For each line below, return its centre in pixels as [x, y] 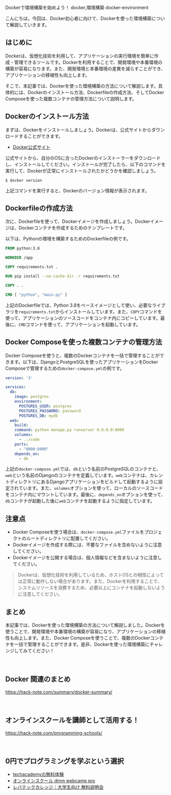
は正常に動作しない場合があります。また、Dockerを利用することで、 [90, 581]
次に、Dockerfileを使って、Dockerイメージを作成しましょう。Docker [78, 221]
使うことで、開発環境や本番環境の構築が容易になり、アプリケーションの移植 [86, 631]
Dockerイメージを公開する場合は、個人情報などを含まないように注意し [87, 558]
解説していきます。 [30, 25]
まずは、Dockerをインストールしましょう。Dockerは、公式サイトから [78, 130]
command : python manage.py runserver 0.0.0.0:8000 [69, 430]
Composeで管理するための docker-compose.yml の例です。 [65, 368]
